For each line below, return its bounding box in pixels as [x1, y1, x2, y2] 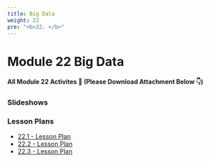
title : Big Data [7, 10, 55, 18]
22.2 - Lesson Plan [17, 140, 73, 148]
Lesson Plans [7, 116, 54, 126]
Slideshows [7, 97, 48, 107]
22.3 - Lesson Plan [17, 147, 73, 156]
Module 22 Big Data [7, 53, 125, 69]
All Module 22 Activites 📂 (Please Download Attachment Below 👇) [7, 78, 204, 86]
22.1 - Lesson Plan [17, 133, 71, 141]
